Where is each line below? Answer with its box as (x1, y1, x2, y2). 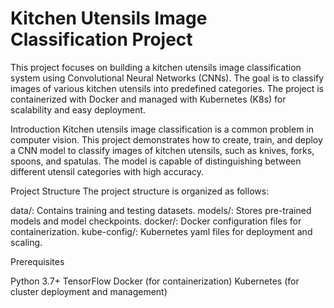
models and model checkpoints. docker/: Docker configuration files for (10, 215, 302, 227)
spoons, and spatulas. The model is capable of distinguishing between (10, 155, 302, 167)
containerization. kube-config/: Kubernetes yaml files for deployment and (10, 225, 313, 237)
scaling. (10, 236, 43, 248)
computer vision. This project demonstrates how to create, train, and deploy (10, 133, 323, 146)
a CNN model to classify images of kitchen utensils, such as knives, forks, (10, 144, 315, 156)
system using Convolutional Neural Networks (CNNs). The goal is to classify (10, 72, 325, 84)
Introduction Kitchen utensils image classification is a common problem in (10, 123, 315, 135)
